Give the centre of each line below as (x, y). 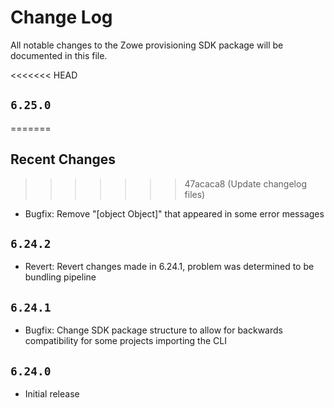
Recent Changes (63, 159)
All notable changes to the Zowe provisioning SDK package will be (147, 45)
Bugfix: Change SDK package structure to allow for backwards (153, 330)
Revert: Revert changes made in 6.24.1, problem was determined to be (169, 267)
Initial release (52, 394)
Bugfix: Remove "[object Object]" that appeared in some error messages (174, 213)
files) (195, 194)
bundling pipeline (60, 277)
